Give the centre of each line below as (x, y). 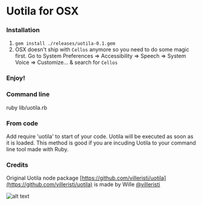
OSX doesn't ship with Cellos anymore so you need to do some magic (102, 50)
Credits (17, 164)
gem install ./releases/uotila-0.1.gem (65, 44)
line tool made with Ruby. (38, 149)
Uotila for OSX (43, 11)
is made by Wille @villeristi (127, 184)
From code (22, 123)
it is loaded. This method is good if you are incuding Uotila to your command (101, 143)
